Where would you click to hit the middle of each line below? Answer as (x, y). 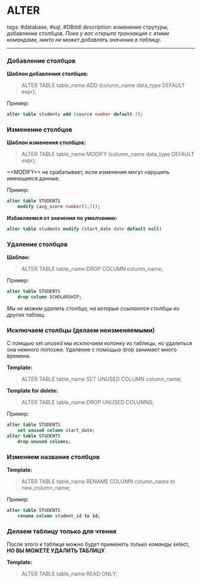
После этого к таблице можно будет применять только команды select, (98, 544)
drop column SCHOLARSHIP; (50, 297)
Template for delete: (33, 391)
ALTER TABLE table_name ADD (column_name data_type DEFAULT (103, 86)
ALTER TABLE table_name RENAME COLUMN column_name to (98, 481)
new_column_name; (46, 488)
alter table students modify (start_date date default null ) (84, 229)
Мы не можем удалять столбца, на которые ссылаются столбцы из (93, 309)
